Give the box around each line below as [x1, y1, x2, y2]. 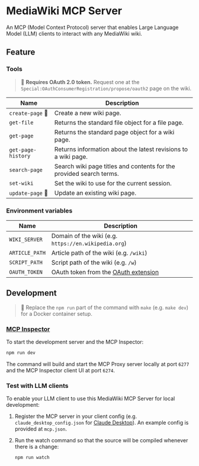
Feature [6, 47, 36, 57]
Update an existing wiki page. [54, 188, 137, 197]
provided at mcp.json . [14, 425, 67, 433]
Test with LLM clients [6, 381, 69, 390]
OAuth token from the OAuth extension [51, 268, 159, 276]
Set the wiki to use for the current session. [54, 179, 172, 187]
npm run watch [14, 455, 50, 461]
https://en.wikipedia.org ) [51, 239, 127, 247]
